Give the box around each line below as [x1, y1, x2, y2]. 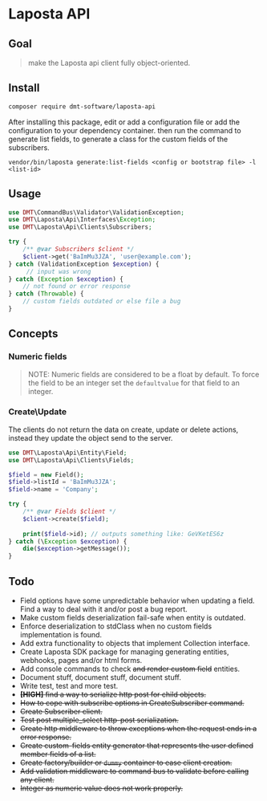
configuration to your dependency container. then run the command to [8, 125, 242, 135]
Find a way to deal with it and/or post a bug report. [19, 604, 188, 614]
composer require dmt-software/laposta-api [8, 102, 156, 111]
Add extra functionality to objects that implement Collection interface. [19, 639, 250, 649]
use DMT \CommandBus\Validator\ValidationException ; [8, 208, 184, 217]
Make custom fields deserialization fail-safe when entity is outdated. [19, 613, 246, 623]
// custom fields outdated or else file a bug [22, 298, 181, 306]
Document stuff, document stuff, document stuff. [19, 673, 182, 682]
